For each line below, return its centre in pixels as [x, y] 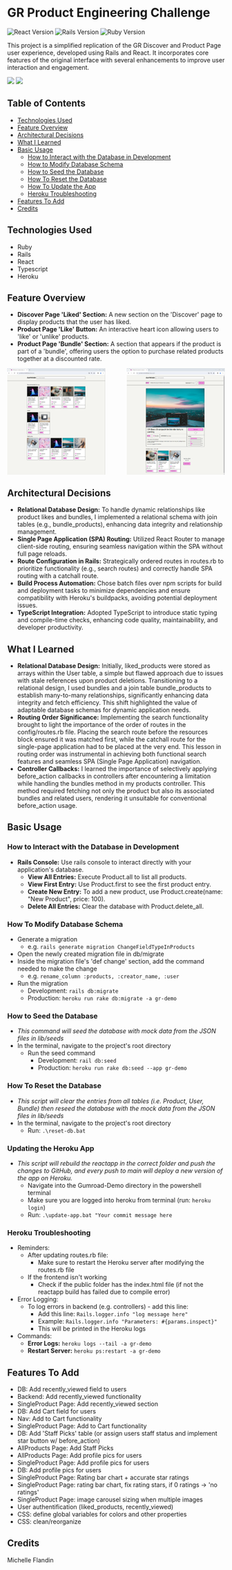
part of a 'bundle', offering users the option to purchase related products [120, 352]
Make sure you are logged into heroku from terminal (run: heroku [119, 1200]
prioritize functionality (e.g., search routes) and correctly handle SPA [115, 568]
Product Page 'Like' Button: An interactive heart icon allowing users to [118, 330]
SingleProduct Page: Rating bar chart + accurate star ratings [103, 1478]
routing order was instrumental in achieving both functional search [112, 754]
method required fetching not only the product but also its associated [116, 791]
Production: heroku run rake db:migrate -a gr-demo [102, 998]
